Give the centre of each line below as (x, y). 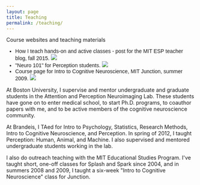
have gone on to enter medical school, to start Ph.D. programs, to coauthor (99, 103)
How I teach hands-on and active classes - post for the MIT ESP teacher (99, 51)
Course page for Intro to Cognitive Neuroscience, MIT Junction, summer (99, 72)
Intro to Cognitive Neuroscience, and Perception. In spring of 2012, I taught (99, 134)
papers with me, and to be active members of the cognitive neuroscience (97, 109)
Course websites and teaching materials (56, 40)
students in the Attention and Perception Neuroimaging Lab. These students (100, 96)
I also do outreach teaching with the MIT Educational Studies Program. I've (98, 158)
